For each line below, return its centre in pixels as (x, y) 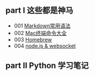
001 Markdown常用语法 (42, 26)
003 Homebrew (33, 39)
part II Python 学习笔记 (47, 66)
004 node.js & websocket (45, 46)
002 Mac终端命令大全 (40, 33)
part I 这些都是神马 (40, 11)
